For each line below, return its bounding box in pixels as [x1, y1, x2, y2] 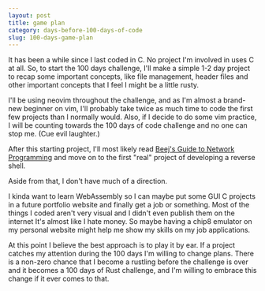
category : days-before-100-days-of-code [8, 26, 144, 34]
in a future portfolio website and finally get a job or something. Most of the [8, 200, 250, 210]
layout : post [8, 11, 51, 20]
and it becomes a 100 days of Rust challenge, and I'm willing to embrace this [8, 266, 257, 275]
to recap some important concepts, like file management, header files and [8, 72, 248, 81]
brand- [223, 95, 246, 105]
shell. [8, 161, 26, 170]
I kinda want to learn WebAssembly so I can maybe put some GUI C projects [8, 192, 256, 201]
